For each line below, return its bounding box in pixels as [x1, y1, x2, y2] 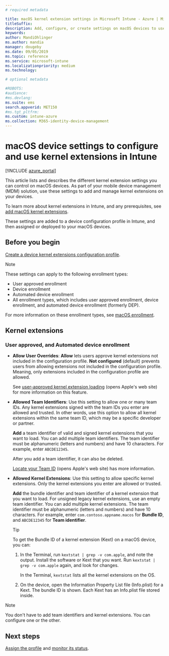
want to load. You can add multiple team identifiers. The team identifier [12, 435, 160, 441]
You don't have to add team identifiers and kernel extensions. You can [5, 612, 151, 618]
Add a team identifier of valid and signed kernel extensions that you [12, 430, 153, 436]
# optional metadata [5, 77, 49, 82]
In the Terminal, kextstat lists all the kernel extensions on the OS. [20, 572, 156, 578]
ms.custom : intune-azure [5, 114, 57, 119]
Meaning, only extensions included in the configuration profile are [12, 369, 149, 375]
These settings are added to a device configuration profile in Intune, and [5, 218, 155, 224]
